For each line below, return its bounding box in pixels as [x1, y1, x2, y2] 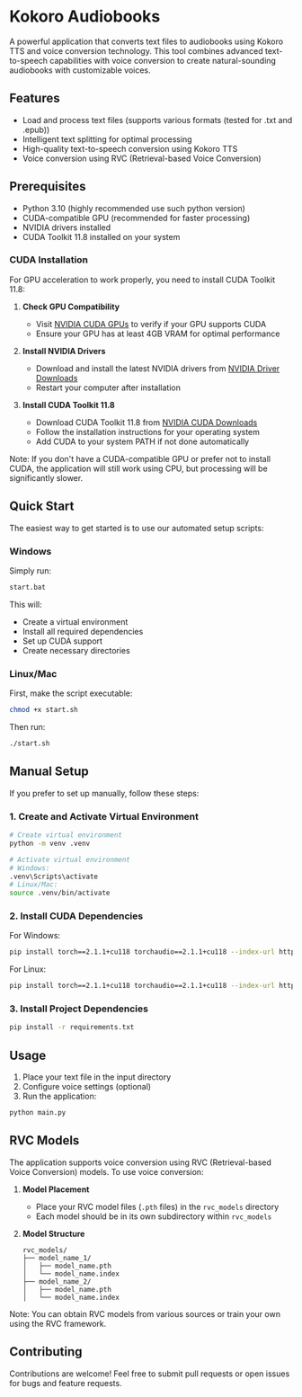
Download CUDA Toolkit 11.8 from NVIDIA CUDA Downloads [35, 416, 258, 428]
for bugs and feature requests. [9, 1377, 123, 1388]
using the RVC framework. [9, 1318, 107, 1329]
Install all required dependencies [22, 626, 144, 636]
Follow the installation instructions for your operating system [35, 426, 261, 437]
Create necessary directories [22, 645, 130, 655]
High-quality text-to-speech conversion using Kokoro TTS [22, 143, 238, 154]
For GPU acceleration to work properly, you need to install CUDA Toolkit [9, 274, 276, 285]
